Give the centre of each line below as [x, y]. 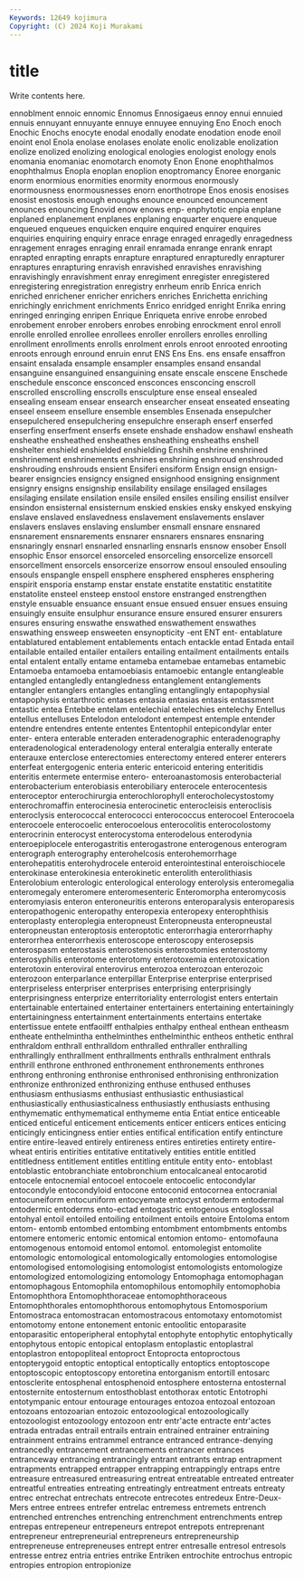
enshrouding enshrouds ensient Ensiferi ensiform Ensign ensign [128, 469]
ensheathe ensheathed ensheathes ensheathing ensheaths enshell [134, 441]
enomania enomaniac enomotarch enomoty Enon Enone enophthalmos [142, 162]
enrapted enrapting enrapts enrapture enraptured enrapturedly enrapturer [147, 258]
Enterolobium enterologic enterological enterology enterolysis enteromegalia [152, 882]
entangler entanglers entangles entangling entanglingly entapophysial [139, 690]
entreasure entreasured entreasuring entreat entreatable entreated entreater [152, 1479]
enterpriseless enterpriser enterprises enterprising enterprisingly [130, 988]
